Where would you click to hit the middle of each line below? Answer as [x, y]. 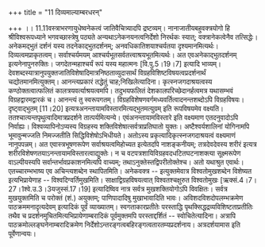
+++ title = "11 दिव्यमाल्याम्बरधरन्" [56, 12]
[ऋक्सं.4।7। [239, 180]
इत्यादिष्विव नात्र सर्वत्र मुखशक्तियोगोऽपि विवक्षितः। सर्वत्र [160, 189]
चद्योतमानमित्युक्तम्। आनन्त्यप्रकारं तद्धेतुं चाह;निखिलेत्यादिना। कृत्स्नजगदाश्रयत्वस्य [110, 82]
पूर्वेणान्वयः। [23, 233]
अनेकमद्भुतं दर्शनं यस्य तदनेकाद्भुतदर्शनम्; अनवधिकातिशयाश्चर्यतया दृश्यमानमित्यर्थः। [113, 46]
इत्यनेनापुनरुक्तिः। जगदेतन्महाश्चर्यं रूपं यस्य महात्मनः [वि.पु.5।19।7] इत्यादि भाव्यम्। [115, 64]
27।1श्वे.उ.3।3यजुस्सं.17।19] [50, 189]
